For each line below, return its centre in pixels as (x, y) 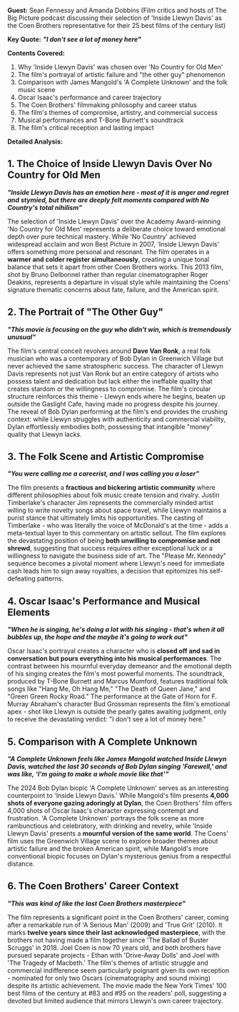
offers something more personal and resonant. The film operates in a (108, 251)
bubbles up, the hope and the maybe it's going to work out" (97, 637)
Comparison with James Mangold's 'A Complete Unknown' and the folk (123, 82)
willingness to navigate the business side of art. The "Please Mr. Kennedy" (117, 556)
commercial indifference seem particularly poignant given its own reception (118, 970)
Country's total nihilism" (45, 207)
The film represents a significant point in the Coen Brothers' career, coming (118, 917)
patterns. (50, 578)
